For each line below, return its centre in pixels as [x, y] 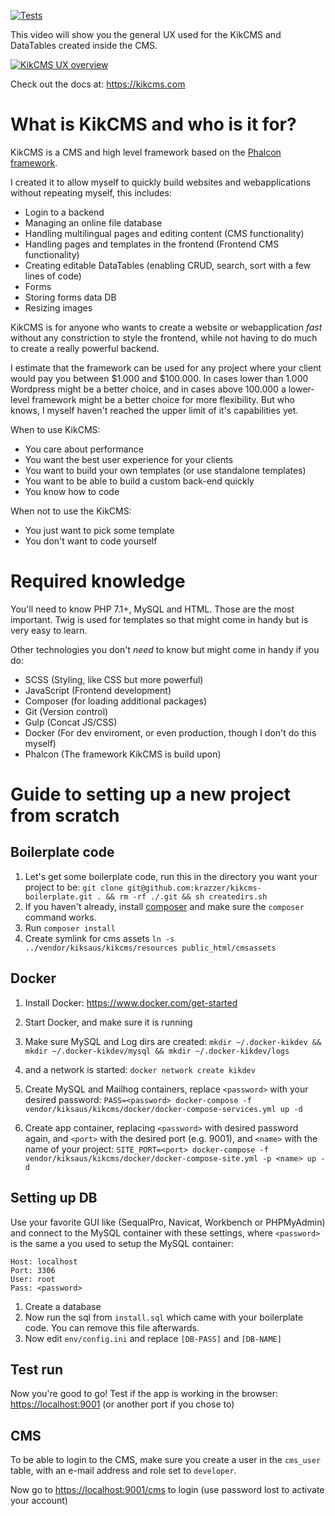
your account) [39, 1501]
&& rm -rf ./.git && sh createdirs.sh [186, 896]
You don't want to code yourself [91, 541]
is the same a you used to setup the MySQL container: [122, 1243]
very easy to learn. [49, 630]
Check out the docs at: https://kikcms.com [98, 84]
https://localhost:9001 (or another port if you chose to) [122, 1404]
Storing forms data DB [70, 297]
